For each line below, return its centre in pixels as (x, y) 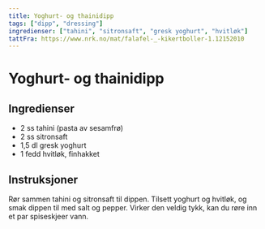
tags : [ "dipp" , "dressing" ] (56, 24)
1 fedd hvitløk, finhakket (60, 154)
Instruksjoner (43, 179)
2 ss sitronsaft (44, 137)
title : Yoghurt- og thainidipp (61, 16)
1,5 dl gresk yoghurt (53, 145)
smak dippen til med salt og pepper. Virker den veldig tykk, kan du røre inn (133, 208)
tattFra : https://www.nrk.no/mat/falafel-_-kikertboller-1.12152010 (126, 39)
